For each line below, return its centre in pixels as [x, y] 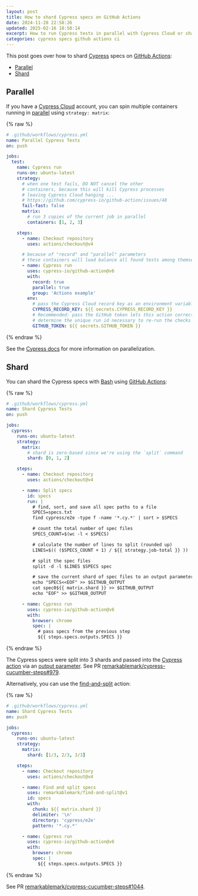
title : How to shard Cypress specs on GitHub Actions [74, 17]
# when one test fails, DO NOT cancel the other [82, 184]
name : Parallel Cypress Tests [43, 140]
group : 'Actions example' [64, 293]
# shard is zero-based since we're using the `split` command [105, 453]
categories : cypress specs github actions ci [63, 39]
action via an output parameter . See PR [54, 666]
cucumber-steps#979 [32, 672]
